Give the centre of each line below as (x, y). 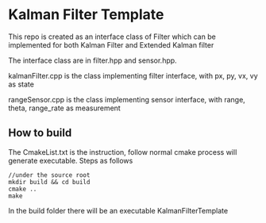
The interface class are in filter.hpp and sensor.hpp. (93, 60)
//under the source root (49, 175)
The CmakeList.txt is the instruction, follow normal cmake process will (123, 152)
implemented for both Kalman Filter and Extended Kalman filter (111, 44)
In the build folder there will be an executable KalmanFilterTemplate (118, 210)
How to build (40, 133)
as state (21, 84)
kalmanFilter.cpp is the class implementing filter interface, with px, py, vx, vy (133, 75)
